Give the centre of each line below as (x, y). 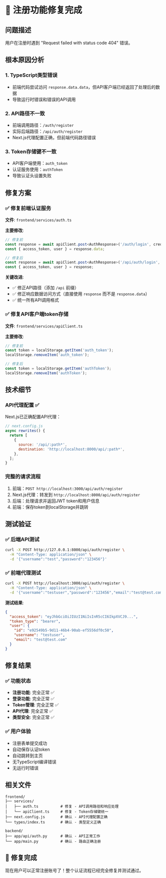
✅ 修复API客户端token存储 (37, 314)
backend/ (14, 831)
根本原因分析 (25, 60)
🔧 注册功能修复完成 (44, 10)
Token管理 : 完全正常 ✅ (36, 705)
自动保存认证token (31, 749)
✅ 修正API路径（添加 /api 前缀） (45, 288)
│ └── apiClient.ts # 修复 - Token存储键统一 (57, 812)
